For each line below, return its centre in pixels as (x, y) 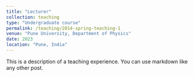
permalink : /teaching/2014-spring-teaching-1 (63, 28)
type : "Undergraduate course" (44, 23)
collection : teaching (33, 17)
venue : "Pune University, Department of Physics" (69, 34)
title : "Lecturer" (29, 12)
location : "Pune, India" (37, 45)
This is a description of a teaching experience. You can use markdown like (97, 61)
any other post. (25, 68)
